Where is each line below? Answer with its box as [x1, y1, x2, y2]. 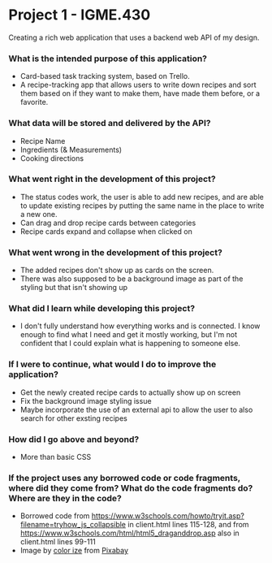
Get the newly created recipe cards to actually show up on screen [19, 388, 241, 397]
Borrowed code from [19, 511, 90, 521]
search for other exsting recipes [19, 413, 127, 423]
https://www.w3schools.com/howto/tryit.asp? [91, 511, 245, 521]
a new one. [19, 209, 58, 219]
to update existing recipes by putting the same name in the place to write [19, 201, 265, 210]
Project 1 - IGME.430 [8, 6, 151, 24]
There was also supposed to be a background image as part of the [19, 274, 244, 284]
